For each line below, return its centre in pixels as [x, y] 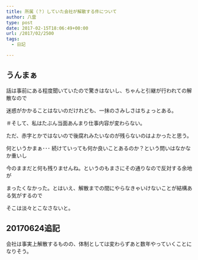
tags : [13, 39]
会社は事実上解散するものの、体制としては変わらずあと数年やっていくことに [99, 243]
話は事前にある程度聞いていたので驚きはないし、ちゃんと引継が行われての [97, 90]
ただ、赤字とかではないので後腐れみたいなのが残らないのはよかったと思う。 [99, 135]
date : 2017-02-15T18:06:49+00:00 [47, 28]
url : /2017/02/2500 [30, 34]
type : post [20, 22]
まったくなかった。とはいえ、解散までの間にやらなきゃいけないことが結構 [97, 188]
